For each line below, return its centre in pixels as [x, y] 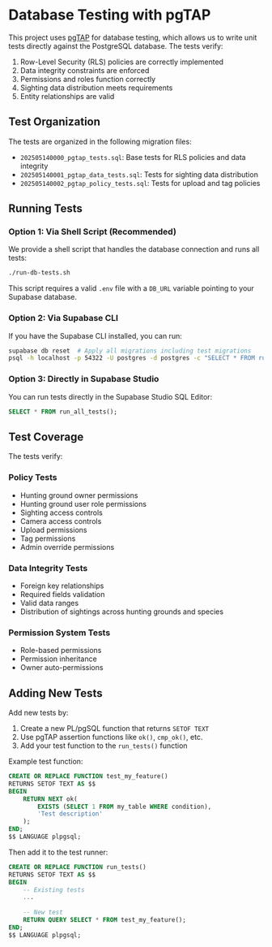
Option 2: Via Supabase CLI [64, 318]
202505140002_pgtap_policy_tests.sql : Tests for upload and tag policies [140, 183]
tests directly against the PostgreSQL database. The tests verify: [116, 45]
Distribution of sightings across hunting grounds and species [122, 612]
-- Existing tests [54, 890]
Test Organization [55, 122]
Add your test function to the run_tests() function [104, 746]
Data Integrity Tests [48, 568]
